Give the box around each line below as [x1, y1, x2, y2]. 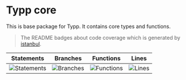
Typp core [6, 4, 57, 17]
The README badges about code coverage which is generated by [20, 34, 181, 41]
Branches [54, 54, 82, 62]
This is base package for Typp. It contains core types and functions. [6, 23, 171, 30]
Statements [11, 54, 45, 62]
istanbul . [20, 40, 42, 47]
